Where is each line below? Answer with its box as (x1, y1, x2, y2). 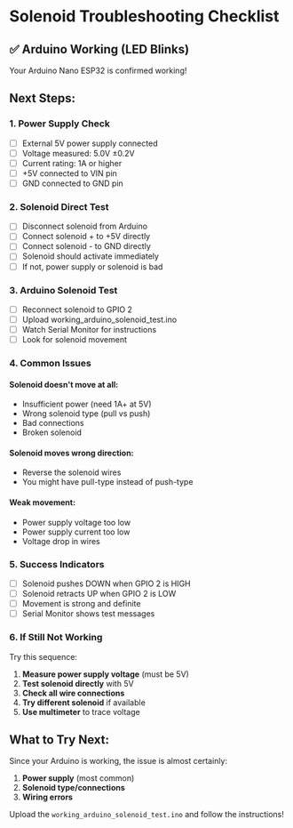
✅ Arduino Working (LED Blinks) (9, 42, 189, 57)
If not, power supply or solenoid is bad (21, 261, 163, 272)
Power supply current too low (21, 527, 131, 537)
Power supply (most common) (21, 773, 135, 784)
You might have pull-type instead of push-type (21, 477, 194, 487)
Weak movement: (9, 497, 76, 508)
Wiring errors (21, 792, 74, 802)
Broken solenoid (21, 427, 83, 438)
